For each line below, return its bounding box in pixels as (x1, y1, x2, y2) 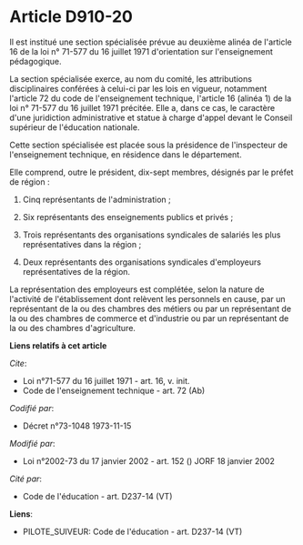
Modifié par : (9, 438, 56, 449)
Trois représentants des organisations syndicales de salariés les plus (22, 229, 281, 240)
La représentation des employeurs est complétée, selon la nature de (9, 284, 265, 295)
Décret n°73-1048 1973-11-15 (22, 420, 132, 431)
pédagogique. (9, 56, 62, 66)
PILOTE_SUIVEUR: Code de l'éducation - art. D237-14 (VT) (22, 526, 243, 537)
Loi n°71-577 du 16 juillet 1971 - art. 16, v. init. (22, 375, 190, 386)
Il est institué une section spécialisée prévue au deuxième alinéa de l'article (9, 36, 293, 47)
